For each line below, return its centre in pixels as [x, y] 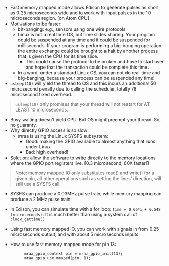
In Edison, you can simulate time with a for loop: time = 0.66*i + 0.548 [85, 209]
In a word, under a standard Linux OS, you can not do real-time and [89, 73]
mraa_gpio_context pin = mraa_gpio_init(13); [73, 254]
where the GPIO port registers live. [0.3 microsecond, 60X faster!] [80, 163]
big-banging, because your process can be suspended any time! [86, 78]
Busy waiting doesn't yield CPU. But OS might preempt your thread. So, [86, 119]
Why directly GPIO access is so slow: [49, 130]
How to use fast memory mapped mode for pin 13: [63, 244]
